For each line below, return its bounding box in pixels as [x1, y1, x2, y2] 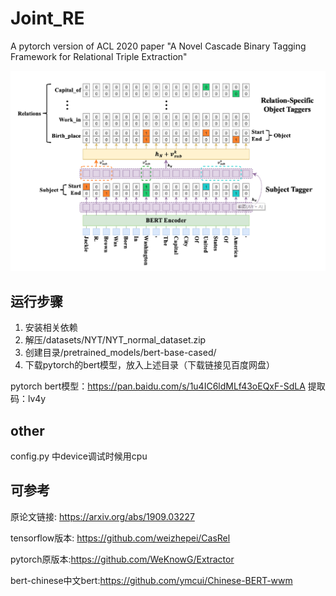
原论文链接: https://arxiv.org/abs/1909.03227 [10, 510, 195, 522]
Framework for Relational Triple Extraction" [10, 50, 188, 62]
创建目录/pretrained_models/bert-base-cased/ [24, 347, 217, 359]
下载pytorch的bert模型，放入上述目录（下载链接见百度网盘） [24, 359, 276, 371]
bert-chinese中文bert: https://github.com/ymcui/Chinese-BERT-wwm [10, 574, 293, 586]
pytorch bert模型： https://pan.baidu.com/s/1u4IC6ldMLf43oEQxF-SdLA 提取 [10, 380, 326, 392]
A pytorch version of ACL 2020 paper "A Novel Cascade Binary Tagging [10, 40, 307, 52]
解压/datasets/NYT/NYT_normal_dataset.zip [24, 334, 207, 346]
